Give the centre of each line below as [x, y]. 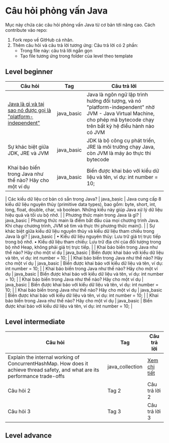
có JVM [96, 132]
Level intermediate [35, 322]
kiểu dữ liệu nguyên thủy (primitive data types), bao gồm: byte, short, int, [81, 204]
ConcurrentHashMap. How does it [48, 363]
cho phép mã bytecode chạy [120, 119]
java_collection [125, 366]
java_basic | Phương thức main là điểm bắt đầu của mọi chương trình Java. [82, 220]
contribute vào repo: [26, 30]
